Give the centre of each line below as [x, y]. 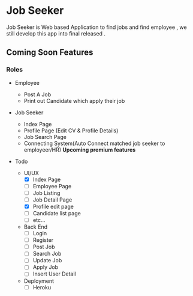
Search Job [47, 254]
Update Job [47, 261]
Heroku [42, 287]
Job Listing [46, 193]
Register [43, 240]
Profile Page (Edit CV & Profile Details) [71, 131]
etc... [39, 220]
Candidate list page [57, 213]
